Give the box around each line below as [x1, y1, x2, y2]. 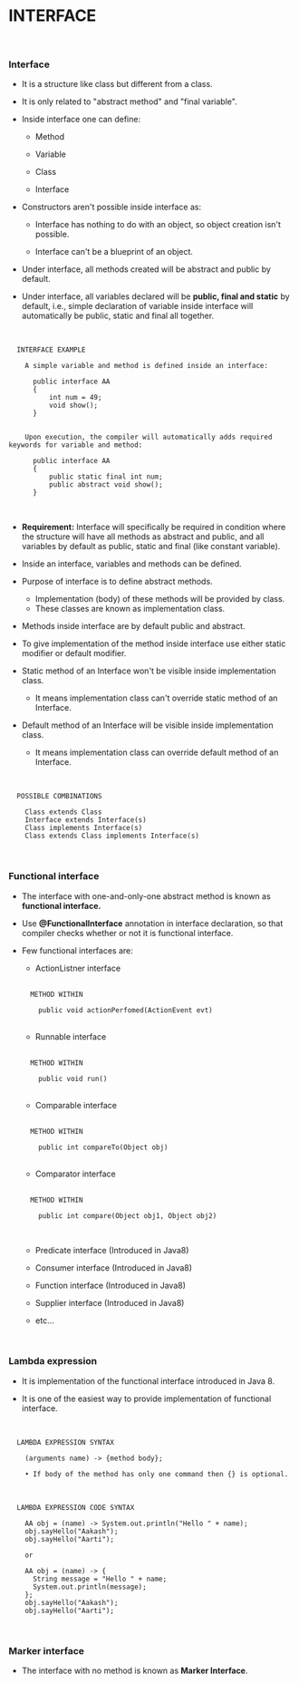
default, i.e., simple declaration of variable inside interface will [21, 301, 254, 312]
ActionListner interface [34, 962, 121, 973]
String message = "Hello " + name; [32, 1574, 168, 1583]
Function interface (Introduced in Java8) [34, 1280, 187, 1291]
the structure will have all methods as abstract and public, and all [21, 531, 265, 542]
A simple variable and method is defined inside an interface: [24, 362, 269, 371]
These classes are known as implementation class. [34, 604, 226, 614]
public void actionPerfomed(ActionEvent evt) [38, 1005, 214, 1015]
